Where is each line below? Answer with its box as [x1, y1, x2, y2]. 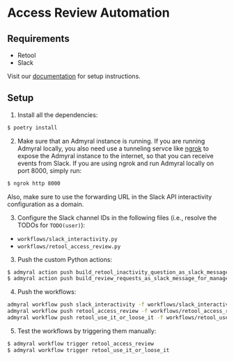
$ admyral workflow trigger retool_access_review [7, 340, 155, 347]
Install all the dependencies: [17, 110, 98, 119]
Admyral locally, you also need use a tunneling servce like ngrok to [17, 144, 210, 153]
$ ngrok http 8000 [7, 180, 61, 187]
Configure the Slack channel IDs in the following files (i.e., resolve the [17, 213, 217, 222]
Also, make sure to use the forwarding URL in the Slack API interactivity [7, 192, 212, 201]
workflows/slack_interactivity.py [17, 236, 118, 243]
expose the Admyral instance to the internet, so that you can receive [17, 151, 214, 160]
